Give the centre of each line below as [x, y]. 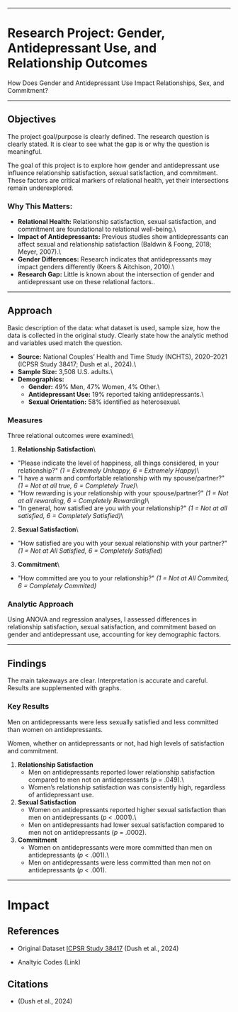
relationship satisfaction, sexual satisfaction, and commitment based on [112, 627]
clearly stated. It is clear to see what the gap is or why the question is [109, 144]
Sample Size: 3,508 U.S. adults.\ [65, 371]
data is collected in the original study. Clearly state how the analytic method [118, 335]
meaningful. [25, 151]
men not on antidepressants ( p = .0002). [87, 832]
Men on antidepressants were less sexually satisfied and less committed [113, 722]
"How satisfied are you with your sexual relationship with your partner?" [123, 544]
